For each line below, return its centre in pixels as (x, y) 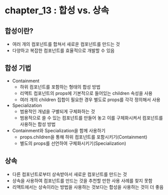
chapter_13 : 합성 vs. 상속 (57, 10)
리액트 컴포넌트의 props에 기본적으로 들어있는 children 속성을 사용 (86, 93)
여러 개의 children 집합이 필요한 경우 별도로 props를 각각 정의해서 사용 (90, 100)
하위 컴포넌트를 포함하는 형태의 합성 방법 (60, 87)
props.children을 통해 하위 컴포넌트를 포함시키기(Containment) (83, 137)
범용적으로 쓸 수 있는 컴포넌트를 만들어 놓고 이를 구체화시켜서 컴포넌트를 (91, 117)
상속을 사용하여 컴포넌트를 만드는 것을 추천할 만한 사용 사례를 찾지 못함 (82, 180)
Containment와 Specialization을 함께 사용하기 (59, 130)
